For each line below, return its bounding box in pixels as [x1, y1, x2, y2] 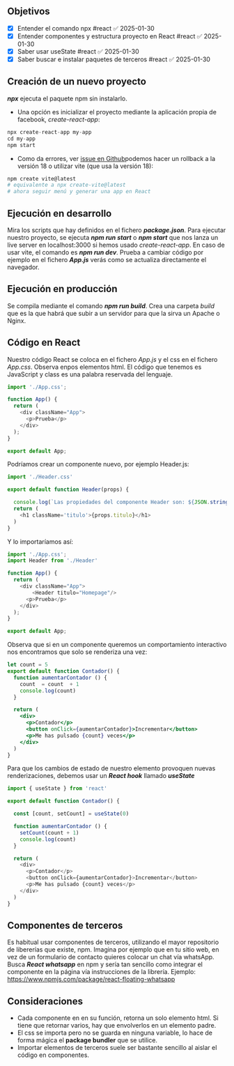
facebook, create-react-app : [17, 115, 100, 123]
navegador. [7, 263, 40, 271]
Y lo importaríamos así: [7, 537, 74, 546]
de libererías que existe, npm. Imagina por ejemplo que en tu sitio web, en [7, 945, 219, 954]
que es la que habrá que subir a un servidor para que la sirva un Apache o [7, 309, 221, 317]
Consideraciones [7, 995, 84, 1007]
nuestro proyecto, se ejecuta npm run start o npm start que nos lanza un [7, 233, 219, 241]
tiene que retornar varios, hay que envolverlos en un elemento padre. [17, 1021, 217, 1030]
